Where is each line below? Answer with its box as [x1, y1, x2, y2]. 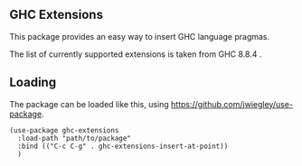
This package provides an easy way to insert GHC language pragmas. [9, 31, 270, 41]
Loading [9, 75, 57, 90]
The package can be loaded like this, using [9, 98, 169, 109]
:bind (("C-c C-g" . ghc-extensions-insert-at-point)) [17, 142, 229, 151]
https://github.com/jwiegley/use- [170, 98, 294, 109]
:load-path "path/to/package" [17, 134, 131, 143]
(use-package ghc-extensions [9, 125, 119, 134]
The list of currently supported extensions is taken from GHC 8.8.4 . [9, 49, 262, 60]
